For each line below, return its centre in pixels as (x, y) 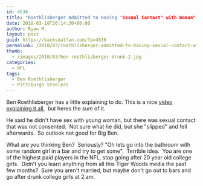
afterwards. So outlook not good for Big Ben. (63, 133)
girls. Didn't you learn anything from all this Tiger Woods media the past (96, 164)
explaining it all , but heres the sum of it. (56, 108)
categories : (21, 62)
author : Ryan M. (27, 29)
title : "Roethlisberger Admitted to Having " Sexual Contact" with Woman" (101, 18)
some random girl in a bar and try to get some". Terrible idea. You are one (99, 151)
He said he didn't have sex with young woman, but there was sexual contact (101, 120)
